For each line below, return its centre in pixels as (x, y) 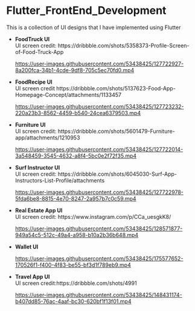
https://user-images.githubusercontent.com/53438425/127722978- (99, 192)
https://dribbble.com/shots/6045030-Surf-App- (117, 174)
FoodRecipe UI (34, 82)
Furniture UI (30, 124)
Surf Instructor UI (37, 167)
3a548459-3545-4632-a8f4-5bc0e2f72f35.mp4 (76, 156)
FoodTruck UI (32, 39)
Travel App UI (32, 276)
